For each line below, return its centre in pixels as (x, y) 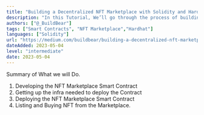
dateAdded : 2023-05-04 (35, 46)
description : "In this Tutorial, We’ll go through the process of (92, 18)
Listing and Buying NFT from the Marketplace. (73, 105)
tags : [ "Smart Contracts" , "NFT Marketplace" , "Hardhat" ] (80, 29)
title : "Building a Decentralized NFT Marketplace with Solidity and (96, 12)
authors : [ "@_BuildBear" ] (39, 23)
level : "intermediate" (35, 51)
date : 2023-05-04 (28, 57)
